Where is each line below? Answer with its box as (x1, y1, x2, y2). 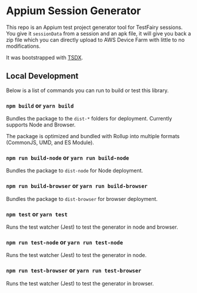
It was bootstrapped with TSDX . (6, 54, 84, 61)
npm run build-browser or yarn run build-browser (6, 182, 148, 190)
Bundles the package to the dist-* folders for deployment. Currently (6, 115, 172, 122)
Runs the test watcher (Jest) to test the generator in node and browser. (6, 223, 178, 230)
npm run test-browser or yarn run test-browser (6, 266, 142, 275)
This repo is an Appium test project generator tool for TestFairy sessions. (6, 24, 183, 31)
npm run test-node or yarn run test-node (6, 238, 123, 246)
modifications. (6, 43, 41, 50)
